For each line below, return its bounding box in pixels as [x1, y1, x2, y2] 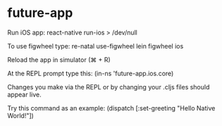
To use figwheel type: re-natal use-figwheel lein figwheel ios [7, 42, 184, 50]
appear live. [7, 90, 42, 99]
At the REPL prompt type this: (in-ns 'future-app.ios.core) [7, 69, 174, 77]
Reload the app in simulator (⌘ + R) [7, 55, 111, 64]
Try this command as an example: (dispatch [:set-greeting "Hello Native [7, 103, 216, 112]
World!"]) [7, 111, 34, 120]
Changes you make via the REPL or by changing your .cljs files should [7, 82, 210, 91]
